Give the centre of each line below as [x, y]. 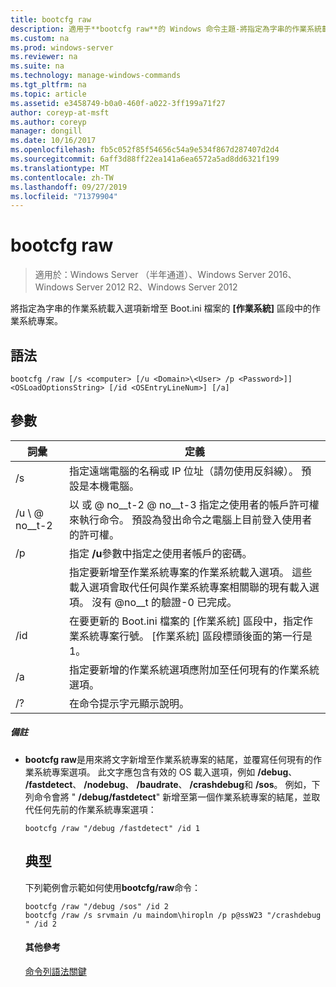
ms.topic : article [48, 94]
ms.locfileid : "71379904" [64, 196]
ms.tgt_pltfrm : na [48, 85]
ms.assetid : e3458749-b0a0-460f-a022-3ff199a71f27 [118, 103]
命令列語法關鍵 [55, 971]
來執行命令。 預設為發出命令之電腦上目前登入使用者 [190, 519]
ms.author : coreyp [48, 122]
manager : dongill [46, 131]
